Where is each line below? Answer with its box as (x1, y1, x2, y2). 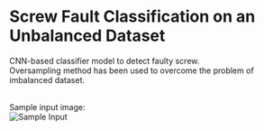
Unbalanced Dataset (9, 25, 166, 46)
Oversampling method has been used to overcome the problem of (9, 65, 254, 76)
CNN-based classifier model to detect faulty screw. (9, 55, 200, 66)
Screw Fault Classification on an (9, 6, 256, 27)
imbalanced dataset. (9, 74, 86, 85)
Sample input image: (9, 101, 86, 112)
